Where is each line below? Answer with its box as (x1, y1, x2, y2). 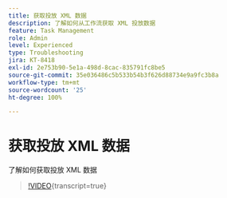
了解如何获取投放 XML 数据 (8, 165, 97, 175)
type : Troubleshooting (8, 49, 84, 57)
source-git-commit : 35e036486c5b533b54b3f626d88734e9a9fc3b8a (8, 71, 219, 79)
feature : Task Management (8, 26, 94, 34)
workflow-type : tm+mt (8, 78, 80, 86)
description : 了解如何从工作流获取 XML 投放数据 (8, 19, 156, 27)
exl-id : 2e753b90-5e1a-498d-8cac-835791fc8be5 (8, 64, 166, 72)
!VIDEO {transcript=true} (27, 181, 108, 191)
